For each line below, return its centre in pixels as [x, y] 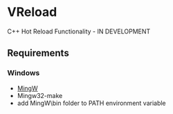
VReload [32, 12]
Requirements [38, 53]
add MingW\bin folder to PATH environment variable [91, 103]
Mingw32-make [40, 95]
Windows [24, 73]
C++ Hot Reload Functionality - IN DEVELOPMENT [79, 31]
